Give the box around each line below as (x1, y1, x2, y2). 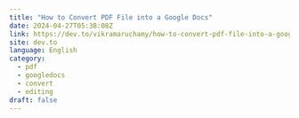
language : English (9, 46, 77, 55)
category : (9, 54, 46, 63)
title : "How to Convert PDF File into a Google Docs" (9, 12, 214, 22)
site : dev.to (9, 37, 58, 47)
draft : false (9, 95, 58, 105)
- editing (17, 87, 53, 96)
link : (9, 29, 29, 38)
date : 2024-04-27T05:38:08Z (9, 21, 114, 30)
